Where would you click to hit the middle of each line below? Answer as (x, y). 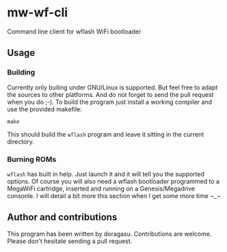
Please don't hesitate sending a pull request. (70, 241)
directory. (21, 141)
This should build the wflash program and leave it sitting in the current (106, 134)
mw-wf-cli (38, 13)
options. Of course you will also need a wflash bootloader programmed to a (113, 181)
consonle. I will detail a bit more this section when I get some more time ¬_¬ (114, 195)
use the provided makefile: (44, 109)
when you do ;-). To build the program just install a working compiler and (109, 102)
